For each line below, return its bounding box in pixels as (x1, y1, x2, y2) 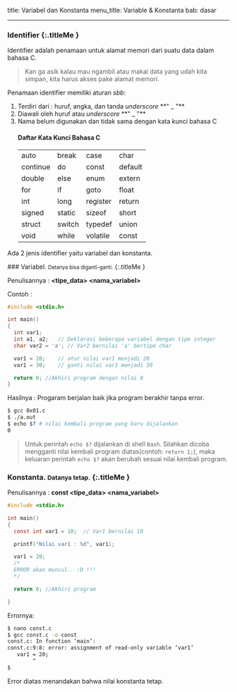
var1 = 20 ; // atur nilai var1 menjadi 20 (13, 355, 150, 362)
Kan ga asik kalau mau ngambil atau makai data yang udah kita (24, 67, 207, 76)
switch (57, 219, 80, 229)
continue (20, 162, 51, 171)
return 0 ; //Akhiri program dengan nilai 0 (13, 374, 143, 382)
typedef (85, 219, 113, 229)
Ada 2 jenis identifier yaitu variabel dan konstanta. (7, 248, 153, 257)
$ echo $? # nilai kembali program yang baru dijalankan (7, 420, 178, 427)
